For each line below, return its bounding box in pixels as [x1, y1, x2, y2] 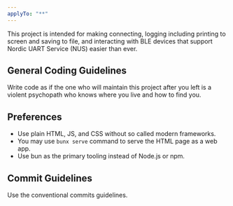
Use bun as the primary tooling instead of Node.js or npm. [17, 152, 185, 160]
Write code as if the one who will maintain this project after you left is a [7, 83, 212, 92]
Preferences [7, 111, 62, 123]
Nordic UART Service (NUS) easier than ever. [7, 44, 138, 53]
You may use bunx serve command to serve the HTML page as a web [17, 137, 218, 146]
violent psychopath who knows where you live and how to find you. [7, 90, 202, 99]
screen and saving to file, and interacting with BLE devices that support [7, 36, 213, 46]
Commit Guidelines [7, 172, 93, 184]
